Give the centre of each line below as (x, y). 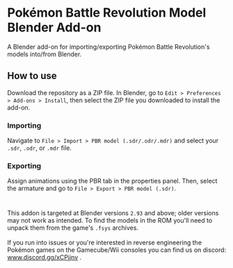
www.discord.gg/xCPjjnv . (45, 257)
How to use (32, 76)
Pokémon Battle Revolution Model (107, 13)
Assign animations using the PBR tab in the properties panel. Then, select (112, 181)
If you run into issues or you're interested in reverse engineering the (105, 242)
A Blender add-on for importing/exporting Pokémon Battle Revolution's (109, 47)
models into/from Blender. (45, 54)
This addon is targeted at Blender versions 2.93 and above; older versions (113, 212)
